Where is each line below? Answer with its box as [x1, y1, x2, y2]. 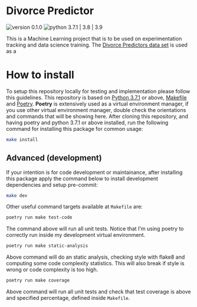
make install [6, 137, 38, 143]
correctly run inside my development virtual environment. [6, 232, 146, 239]
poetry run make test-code [6, 214, 73, 220]
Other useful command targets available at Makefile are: [6, 203, 143, 210]
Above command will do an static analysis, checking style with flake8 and [6, 253, 185, 260]
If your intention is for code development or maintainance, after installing [6, 169, 183, 176]
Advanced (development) [6, 153, 102, 163]
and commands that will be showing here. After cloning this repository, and [6, 113, 189, 120]
